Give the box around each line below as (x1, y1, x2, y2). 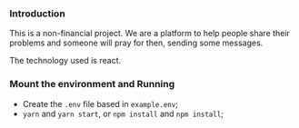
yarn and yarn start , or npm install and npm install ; (22, 108, 224, 119)
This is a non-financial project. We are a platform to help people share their (9, 28, 291, 39)
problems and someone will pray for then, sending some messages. (9, 37, 264, 48)
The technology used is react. (9, 55, 122, 66)
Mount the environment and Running (9, 78, 175, 91)
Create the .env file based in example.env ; (22, 98, 179, 109)
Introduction (9, 7, 65, 20)
